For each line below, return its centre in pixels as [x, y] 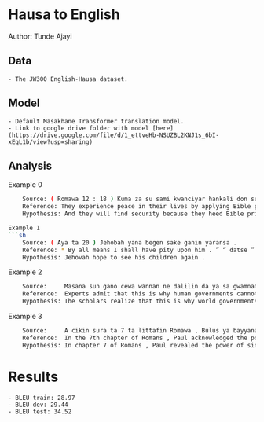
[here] [163, 128]
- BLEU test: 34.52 [40, 411]
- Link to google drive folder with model [79, 128]
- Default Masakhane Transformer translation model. [96, 121]
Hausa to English [64, 15]
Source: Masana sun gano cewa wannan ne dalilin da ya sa [126, 287]
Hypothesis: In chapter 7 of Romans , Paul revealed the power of [133, 345]
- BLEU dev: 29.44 [38, 405]
